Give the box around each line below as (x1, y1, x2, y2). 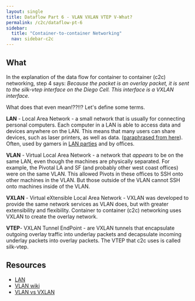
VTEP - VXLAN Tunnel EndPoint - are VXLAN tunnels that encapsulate (6, 224, 175, 231)
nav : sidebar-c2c (11, 36, 54, 42)
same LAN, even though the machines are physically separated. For (6, 157, 170, 165)
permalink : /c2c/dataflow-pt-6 (6, 19, 83, 25)
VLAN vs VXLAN (14, 288, 55, 295)
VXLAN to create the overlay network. (6, 213, 98, 220)
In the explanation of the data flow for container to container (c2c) (6, 73, 166, 80)
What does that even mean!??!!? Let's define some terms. (6, 104, 145, 111)
